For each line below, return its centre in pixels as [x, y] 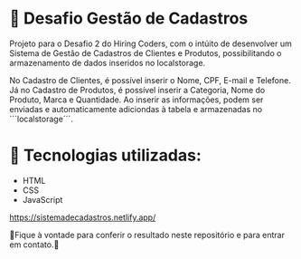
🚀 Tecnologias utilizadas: [105, 155]
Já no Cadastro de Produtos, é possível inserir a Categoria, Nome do [137, 90]
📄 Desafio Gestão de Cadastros [129, 19]
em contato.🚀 [34, 245]
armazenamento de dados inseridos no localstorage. [108, 62]
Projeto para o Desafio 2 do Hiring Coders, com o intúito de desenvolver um [150, 43]
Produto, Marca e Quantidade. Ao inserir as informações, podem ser [136, 100]
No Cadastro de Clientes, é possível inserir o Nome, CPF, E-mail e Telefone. [150, 80]
